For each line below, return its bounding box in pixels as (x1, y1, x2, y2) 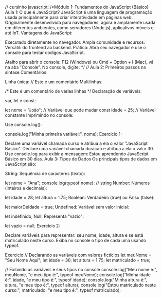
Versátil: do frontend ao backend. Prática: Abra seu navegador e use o (5, 45, 146, 50)
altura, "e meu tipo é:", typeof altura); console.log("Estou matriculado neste (5, 282, 156, 288)
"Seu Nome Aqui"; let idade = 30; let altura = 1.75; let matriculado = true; (5, 257, 151, 263)
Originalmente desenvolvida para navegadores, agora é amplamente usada (5, 19, 156, 25)
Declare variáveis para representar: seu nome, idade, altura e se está (5, 232, 144, 238)
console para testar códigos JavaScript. (5, 50, 85, 55)
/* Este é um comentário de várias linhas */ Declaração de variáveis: (5, 88, 142, 94)
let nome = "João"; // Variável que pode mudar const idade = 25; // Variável (5, 107, 156, 113)
